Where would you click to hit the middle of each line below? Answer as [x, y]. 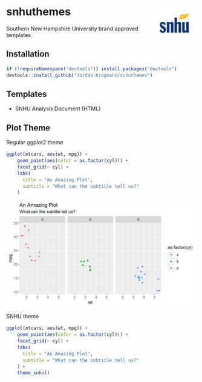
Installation [28, 54]
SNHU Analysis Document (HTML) [58, 109]
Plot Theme [28, 128]
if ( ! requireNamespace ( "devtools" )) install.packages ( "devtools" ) [92, 69]
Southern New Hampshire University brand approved [73, 28]
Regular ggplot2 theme [35, 142]
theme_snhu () [34, 373]
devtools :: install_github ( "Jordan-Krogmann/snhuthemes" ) [80, 75]
